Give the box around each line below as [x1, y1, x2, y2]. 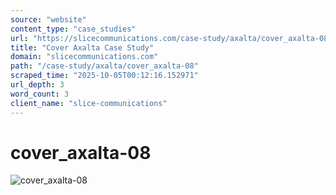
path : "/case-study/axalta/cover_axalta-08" [10, 61, 199, 71]
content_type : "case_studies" [10, 24, 137, 34]
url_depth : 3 [10, 80, 65, 90]
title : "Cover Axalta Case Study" [10, 42, 155, 53]
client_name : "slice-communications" [10, 98, 168, 108]
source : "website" [10, 14, 87, 25]
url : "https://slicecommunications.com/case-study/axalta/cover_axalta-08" [10, 33, 333, 43]
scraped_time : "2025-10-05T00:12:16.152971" [10, 71, 199, 81]
